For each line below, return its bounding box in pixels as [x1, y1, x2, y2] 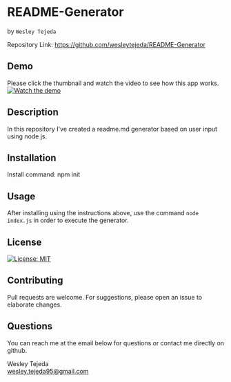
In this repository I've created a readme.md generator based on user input [7, 125, 218, 133]
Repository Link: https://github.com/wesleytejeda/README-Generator [7, 40, 205, 48]
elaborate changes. [7, 300, 62, 309]
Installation [7, 152, 57, 163]
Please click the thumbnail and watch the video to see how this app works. [7, 79, 219, 87]
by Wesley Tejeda [7, 27, 57, 35]
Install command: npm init [7, 170, 81, 179]
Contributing [7, 275, 63, 286]
